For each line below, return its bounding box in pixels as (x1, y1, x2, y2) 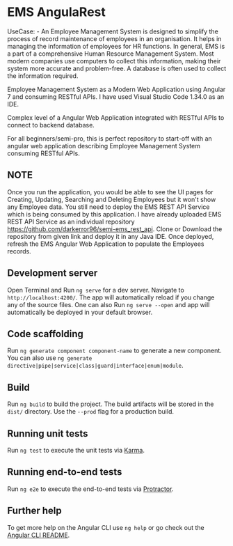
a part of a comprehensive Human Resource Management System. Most (7, 49, 214, 58)
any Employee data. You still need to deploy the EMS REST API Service (7, 203, 210, 211)
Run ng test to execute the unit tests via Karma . (7, 446, 145, 454)
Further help (7, 505, 63, 517)
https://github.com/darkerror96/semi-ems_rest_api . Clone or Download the (7, 224, 223, 233)
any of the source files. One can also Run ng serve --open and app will (7, 300, 210, 309)
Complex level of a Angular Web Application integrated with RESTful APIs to (7, 113, 225, 122)
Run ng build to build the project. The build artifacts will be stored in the (7, 400, 214, 408)
